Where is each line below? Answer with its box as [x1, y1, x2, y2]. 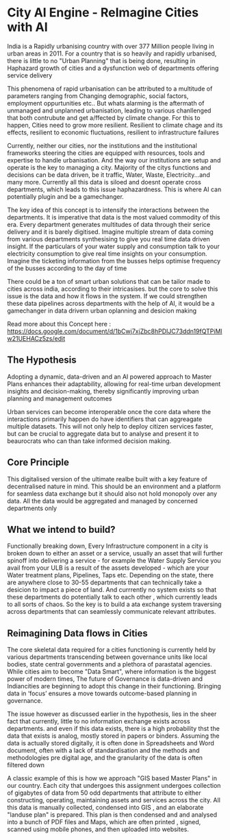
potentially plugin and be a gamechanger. [7, 192, 125, 200]
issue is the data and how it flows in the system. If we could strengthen [7, 291, 207, 300]
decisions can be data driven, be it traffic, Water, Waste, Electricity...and [7, 170, 210, 179]
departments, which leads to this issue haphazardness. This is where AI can [7, 185, 222, 193]
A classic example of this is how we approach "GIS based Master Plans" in [7, 774, 218, 782]
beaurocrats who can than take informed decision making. [7, 437, 172, 445]
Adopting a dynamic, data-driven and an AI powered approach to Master [7, 372, 212, 381]
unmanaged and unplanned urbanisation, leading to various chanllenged [7, 106, 212, 115]
